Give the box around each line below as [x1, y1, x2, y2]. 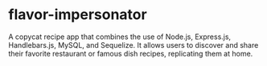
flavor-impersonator [8, 6, 147, 24]
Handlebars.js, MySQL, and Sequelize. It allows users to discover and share [8, 40, 259, 49]
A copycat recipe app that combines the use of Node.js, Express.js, [8, 32, 232, 41]
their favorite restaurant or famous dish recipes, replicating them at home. [8, 49, 253, 58]
